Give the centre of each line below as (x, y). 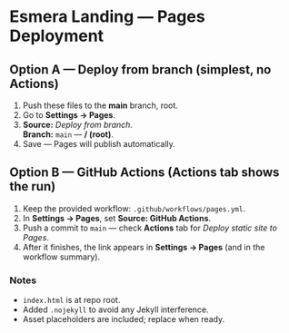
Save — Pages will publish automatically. (99, 144)
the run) (33, 186)
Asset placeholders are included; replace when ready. (124, 319)
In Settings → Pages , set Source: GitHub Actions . (117, 218)
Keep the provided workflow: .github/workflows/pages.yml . (134, 208)
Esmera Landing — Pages (108, 17)
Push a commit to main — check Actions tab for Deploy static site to (149, 228)
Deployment (57, 36)
